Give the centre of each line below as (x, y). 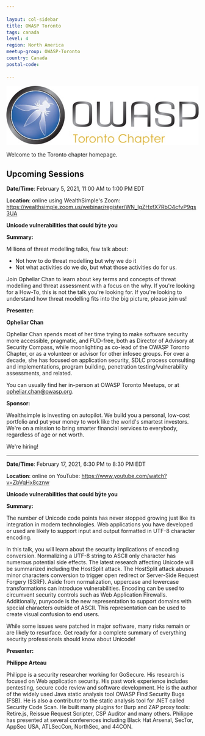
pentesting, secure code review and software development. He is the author (102, 687)
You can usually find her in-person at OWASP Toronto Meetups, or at (93, 385)
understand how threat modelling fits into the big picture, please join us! (97, 298)
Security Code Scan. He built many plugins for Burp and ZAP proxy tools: (98, 707)
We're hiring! (22, 446)
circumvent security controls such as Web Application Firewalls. (87, 594)
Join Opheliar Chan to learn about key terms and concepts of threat (91, 279)
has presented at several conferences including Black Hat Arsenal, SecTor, (100, 720)
